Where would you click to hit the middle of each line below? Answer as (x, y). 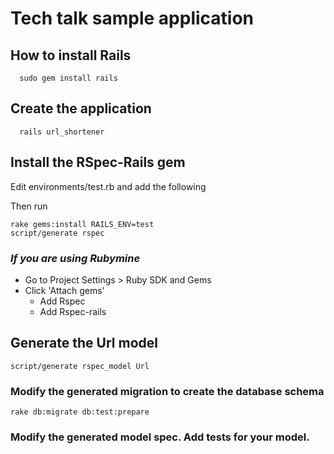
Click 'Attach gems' (64, 290)
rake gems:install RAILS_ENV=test (82, 224)
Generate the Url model (84, 343)
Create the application (81, 108)
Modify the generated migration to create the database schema (167, 391)
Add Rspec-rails (73, 311)
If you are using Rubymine (75, 258)
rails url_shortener (62, 132)
